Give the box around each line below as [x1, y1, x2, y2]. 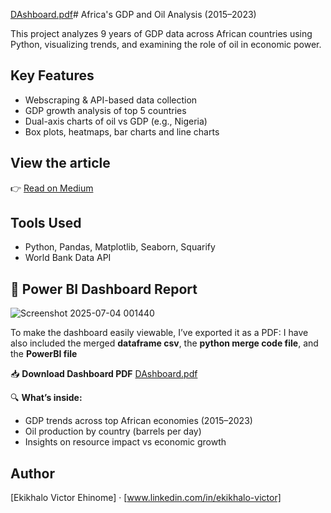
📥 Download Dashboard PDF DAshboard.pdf [10, 368, 198, 380]
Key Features [10, 67, 95, 84]
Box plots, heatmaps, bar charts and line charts [24, 125, 220, 138]
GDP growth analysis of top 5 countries [24, 104, 187, 116]
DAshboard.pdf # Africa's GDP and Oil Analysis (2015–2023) [10, 9, 257, 20]
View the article [10, 155, 111, 172]
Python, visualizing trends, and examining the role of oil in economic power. [10, 39, 322, 50]
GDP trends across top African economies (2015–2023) [24, 415, 253, 427]
